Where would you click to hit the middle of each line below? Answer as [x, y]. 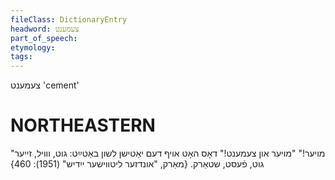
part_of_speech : [44, 38]
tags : [21, 57]
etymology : [33, 47]
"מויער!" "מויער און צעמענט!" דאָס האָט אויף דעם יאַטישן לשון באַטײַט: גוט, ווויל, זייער [168, 153]
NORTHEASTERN [83, 125]
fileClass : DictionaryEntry [69, 19]
